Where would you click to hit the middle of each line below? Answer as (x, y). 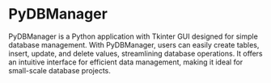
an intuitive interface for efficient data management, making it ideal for (126, 62)
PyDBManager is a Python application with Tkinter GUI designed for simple (133, 36)
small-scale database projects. (60, 70)
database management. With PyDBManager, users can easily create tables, (134, 44)
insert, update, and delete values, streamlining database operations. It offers (135, 53)
